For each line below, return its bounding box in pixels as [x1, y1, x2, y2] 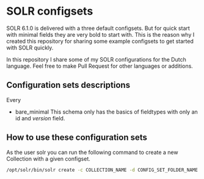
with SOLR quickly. [6, 44, 54, 51]
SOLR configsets [6, 4, 93, 18]
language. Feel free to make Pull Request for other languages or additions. [6, 62, 194, 70]
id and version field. [15, 114, 65, 122]
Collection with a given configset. [6, 155, 90, 163]
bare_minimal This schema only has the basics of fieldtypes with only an [15, 108, 199, 115]
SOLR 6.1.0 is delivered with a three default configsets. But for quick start [6, 24, 191, 32]
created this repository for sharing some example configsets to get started [6, 37, 194, 45]
